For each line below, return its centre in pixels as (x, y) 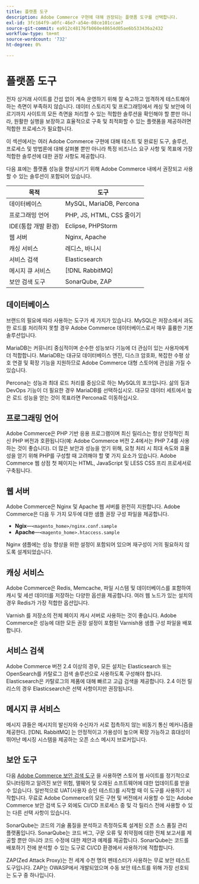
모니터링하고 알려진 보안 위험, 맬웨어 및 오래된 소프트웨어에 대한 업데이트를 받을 (98, 783)
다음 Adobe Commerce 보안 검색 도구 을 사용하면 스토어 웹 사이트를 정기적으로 (98, 775)
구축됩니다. (19, 471)
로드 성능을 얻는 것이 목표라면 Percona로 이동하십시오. (75, 397)
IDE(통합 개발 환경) (34, 226)
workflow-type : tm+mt (33, 34)
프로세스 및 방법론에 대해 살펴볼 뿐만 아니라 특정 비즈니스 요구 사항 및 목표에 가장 (99, 149)
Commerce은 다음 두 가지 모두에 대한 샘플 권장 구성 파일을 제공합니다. (88, 514)
